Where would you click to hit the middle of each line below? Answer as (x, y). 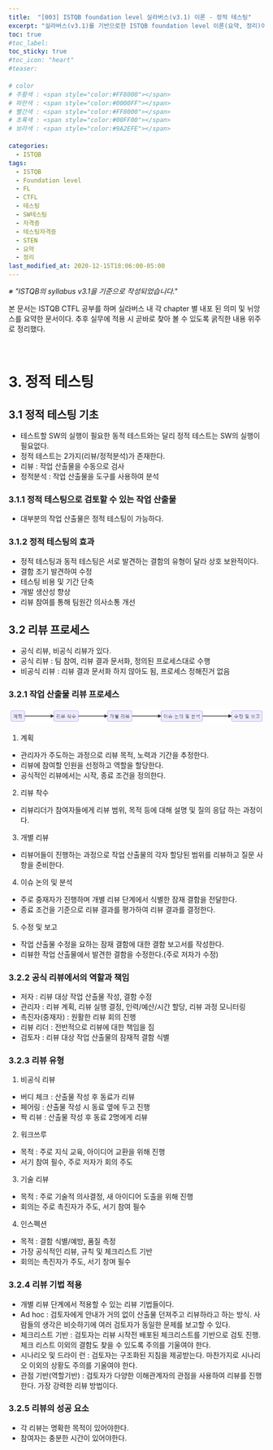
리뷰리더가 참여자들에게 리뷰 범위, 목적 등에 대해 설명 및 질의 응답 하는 (130, 810)
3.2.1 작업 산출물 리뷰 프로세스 (64, 694)
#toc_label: (28, 43)
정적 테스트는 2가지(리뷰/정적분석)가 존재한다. (93, 456)
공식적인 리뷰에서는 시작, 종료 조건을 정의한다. (93, 775)
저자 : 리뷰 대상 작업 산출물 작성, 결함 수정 (86, 996)
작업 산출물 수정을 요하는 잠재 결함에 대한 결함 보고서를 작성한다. (122, 944)
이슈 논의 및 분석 (46, 882)
